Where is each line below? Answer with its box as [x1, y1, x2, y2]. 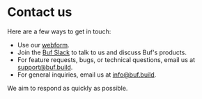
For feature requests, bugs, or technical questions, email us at [17, 55, 196, 63]
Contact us [7, 4, 72, 20]
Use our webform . [17, 40, 70, 49]
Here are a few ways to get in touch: [7, 27, 111, 36]
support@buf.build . [17, 63, 73, 71]
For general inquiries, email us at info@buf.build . [17, 70, 157, 79]
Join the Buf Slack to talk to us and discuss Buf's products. [17, 48, 187, 56]
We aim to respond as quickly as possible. [7, 84, 128, 92]
